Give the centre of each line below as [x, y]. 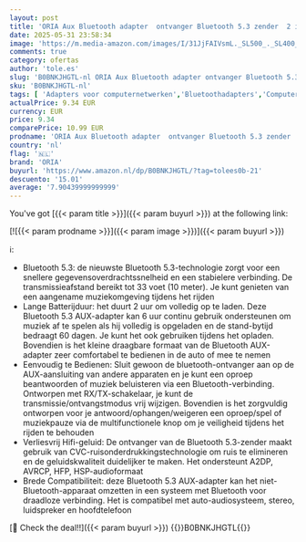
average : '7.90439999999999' [65, 188]
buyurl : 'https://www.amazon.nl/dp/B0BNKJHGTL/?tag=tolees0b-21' [136, 171]
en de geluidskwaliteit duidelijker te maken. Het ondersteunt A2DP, [148, 462]
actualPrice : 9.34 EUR [52, 103]
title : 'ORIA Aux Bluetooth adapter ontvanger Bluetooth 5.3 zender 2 [150, 26]
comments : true [38, 52]
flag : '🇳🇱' [32, 153]
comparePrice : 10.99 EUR [56, 129]
